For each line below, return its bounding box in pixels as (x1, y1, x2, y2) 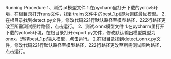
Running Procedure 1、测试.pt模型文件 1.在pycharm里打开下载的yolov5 (5, 5, 154, 10)
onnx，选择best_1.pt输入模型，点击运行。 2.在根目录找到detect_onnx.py (5, 36, 157, 42)
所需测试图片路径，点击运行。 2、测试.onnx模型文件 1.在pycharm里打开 (14, 23, 165, 29)
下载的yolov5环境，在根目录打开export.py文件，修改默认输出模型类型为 (5, 30, 156, 35)
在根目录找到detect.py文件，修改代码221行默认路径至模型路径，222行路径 (5, 17, 162, 23)
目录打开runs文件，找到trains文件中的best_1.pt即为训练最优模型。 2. (22, 11, 166, 17)
